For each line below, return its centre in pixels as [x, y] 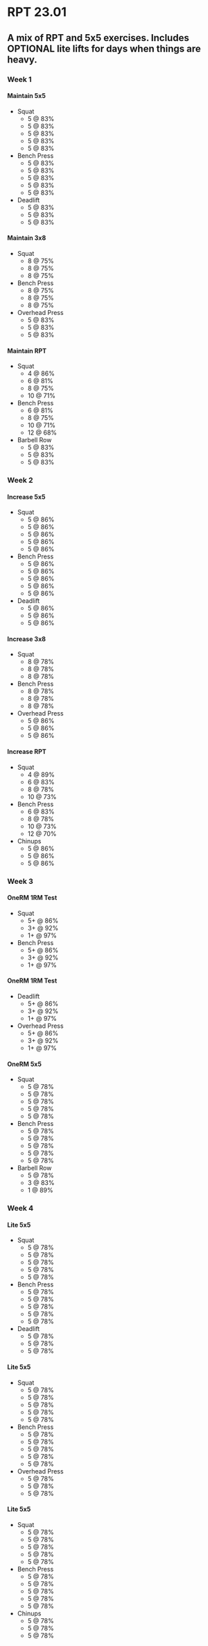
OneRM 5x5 [24, 1064]
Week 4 [20, 1209]
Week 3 [20, 881]
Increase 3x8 [27, 639]
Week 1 [20, 79]
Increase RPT [27, 752]
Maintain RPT [27, 350]
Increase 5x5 [26, 497]
